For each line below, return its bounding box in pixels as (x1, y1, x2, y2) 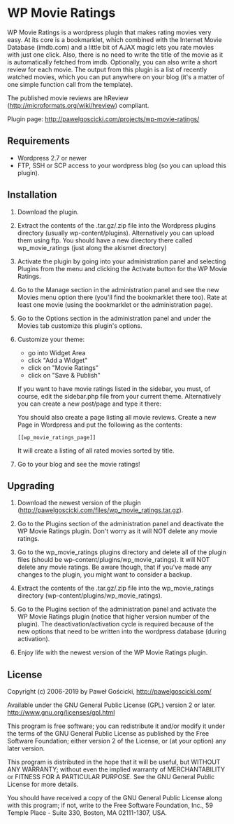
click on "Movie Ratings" (27, 363, 99, 372)
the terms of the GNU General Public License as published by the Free (7, 729, 210, 738)
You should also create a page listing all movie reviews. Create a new (17, 413, 217, 421)
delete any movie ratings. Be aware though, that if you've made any (17, 563, 212, 572)
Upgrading (7, 480, 54, 492)
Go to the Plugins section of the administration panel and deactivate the (17, 520, 224, 528)
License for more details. (7, 780, 79, 789)
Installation (7, 189, 57, 201)
